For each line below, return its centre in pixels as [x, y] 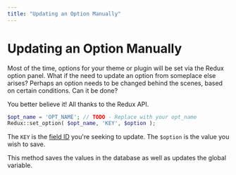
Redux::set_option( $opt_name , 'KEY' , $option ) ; [82, 124]
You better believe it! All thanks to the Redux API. [78, 104]
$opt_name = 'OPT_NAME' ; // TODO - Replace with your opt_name [102, 117]
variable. [20, 165]
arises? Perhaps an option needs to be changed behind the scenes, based [115, 83]
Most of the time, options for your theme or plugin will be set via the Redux [116, 68]
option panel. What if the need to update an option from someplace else [112, 75]
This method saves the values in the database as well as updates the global [117, 158]
